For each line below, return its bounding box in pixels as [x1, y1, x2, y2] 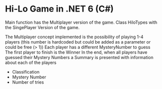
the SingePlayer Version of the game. [5, 24, 80, 30]
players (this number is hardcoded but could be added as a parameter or [5, 39, 151, 44]
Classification [12, 69, 40, 74]
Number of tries [12, 79, 44, 85]
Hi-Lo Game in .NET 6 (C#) [5, 3, 114, 15]
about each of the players [5, 59, 57, 65]
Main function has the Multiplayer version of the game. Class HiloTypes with [5, 19, 158, 25]
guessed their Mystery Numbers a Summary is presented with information [5, 54, 154, 60]
